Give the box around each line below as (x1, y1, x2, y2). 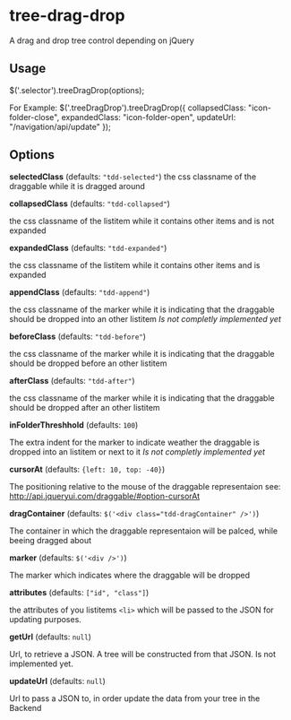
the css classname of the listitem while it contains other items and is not (9, 215, 275, 226)
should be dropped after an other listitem (9, 402, 160, 412)
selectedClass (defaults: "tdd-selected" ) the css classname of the (9, 171, 257, 182)
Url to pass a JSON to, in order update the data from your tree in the (9, 692, 261, 704)
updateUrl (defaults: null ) (9, 675, 106, 686)
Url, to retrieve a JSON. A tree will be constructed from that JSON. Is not (9, 648, 276, 659)
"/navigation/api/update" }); (9, 121, 112, 132)
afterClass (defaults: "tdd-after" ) (9, 375, 136, 386)
